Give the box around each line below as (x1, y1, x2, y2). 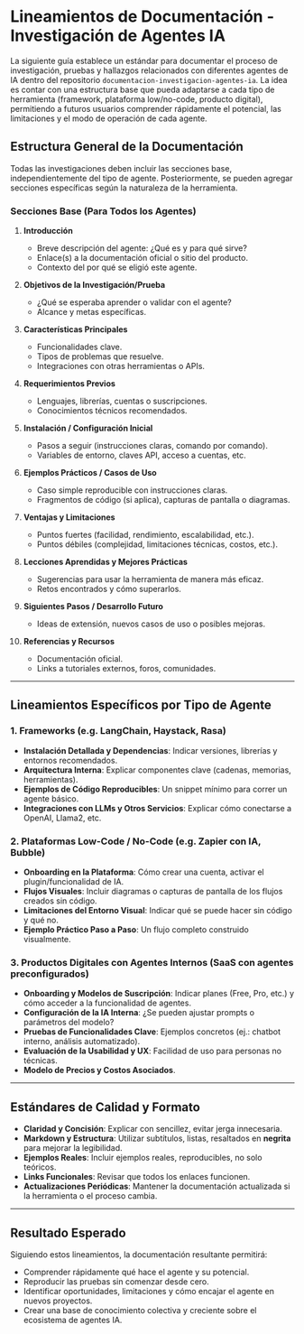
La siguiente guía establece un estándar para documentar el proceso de (10, 55, 278, 66)
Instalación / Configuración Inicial (23, 422, 153, 434)
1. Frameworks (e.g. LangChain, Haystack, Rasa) (10, 725, 226, 737)
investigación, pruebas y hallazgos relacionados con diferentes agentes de (10, 65, 289, 76)
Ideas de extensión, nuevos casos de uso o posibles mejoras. (36, 618, 265, 629)
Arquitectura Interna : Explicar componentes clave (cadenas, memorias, (23, 764, 291, 775)
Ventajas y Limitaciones (23, 512, 115, 523)
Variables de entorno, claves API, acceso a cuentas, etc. (36, 449, 246, 461)
